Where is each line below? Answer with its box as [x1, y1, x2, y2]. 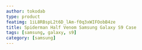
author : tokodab [6, 8, 45, 14]
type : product [6, 14, 41, 20]
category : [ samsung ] [6, 35, 56, 41]
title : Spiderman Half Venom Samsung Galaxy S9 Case [6, 24, 137, 30]
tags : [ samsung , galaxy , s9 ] [6, 30, 77, 36]
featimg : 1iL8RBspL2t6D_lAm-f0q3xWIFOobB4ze [6, 19, 116, 25]
